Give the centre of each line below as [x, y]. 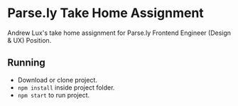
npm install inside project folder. [66, 88]
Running [27, 63]
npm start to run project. [54, 95]
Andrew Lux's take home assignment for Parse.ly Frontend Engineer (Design [119, 33]
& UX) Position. [29, 40]
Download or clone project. [57, 80]
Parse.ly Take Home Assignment [106, 13]
